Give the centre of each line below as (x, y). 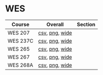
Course (21, 24)
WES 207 (19, 33)
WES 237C (21, 41)
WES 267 (19, 57)
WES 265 (19, 49)
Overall (55, 24)
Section (86, 24)
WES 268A (21, 65)
